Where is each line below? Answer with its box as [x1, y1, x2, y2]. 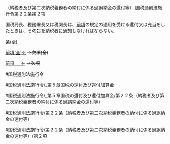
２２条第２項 [18, 11, 46, 17]
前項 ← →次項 [5, 60, 40, 66]
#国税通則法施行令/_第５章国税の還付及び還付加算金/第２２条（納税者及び [5, 93, 160, 98]
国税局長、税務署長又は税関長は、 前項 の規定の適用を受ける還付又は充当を [5, 22, 161, 27]
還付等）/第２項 [14, 133, 47, 139]
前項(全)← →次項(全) [5, 50, 49, 55]
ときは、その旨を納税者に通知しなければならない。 [9, 28, 117, 34]
